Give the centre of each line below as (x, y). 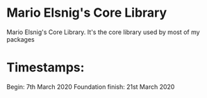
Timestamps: (45, 68)
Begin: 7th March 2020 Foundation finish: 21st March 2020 (91, 87)
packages (21, 39)
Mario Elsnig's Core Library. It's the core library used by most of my (103, 32)
